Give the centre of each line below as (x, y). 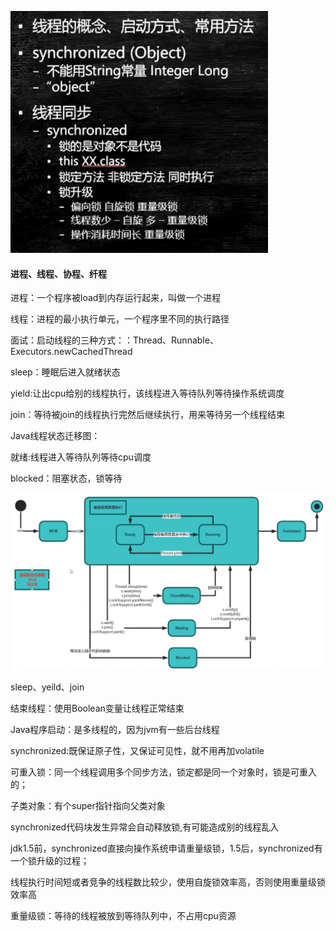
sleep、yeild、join (47, 687)
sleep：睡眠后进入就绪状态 (65, 372)
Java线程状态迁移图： (55, 436)
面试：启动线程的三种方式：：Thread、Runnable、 (114, 340)
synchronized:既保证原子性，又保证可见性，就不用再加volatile (137, 750)
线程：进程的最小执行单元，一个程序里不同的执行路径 (120, 319)
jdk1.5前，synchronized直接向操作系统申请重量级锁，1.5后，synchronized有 (166, 848)
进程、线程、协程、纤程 (58, 273)
